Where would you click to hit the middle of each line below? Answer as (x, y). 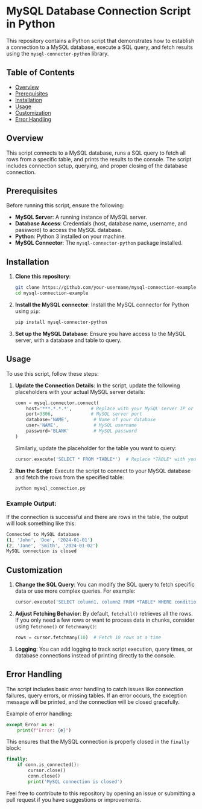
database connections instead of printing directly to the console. (95, 655)
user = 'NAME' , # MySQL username (81, 425)
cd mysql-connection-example (52, 293)
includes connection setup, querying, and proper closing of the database (97, 166)
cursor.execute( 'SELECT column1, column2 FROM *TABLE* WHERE (93, 602)
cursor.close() (47, 771)
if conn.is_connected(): (48, 765)
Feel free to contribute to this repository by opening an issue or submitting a (101, 793)
